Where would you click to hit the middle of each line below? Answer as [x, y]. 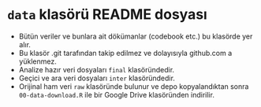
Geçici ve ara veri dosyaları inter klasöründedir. [97, 78]
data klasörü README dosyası [108, 15]
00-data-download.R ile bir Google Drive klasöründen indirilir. [116, 94]
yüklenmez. [37, 61]
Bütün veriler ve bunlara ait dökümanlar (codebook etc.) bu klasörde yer [136, 36]
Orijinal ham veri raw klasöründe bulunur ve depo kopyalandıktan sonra [134, 86]
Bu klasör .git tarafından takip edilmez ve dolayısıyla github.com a [125, 53]
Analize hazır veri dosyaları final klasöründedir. [97, 69]
